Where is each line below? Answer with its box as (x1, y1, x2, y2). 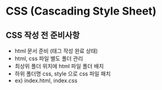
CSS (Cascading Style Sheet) (6, 4, 157, 18)
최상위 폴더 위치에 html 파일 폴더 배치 (14, 63, 105, 69)
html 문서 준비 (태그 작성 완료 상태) (14, 47, 98, 54)
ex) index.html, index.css (14, 77, 78, 84)
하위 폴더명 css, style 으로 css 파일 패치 (14, 70, 111, 77)
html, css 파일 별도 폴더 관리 (14, 55, 83, 62)
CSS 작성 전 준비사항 (6, 30, 80, 40)
